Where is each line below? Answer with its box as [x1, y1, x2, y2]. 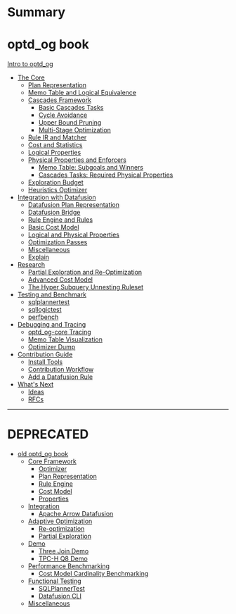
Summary [7, 4, 65, 20]
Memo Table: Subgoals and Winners [38, 163, 144, 172]
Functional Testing [27, 577, 82, 585]
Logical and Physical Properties [27, 230, 119, 239]
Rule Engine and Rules [27, 215, 93, 224]
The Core [17, 73, 46, 82]
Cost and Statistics [27, 141, 83, 149]
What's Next [17, 380, 54, 389]
